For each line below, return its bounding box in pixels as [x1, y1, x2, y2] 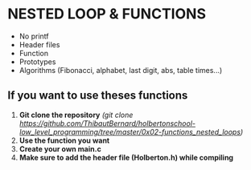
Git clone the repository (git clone [19, 110, 134, 119]
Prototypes [19, 57, 56, 67]
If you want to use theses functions [7, 89, 188, 103]
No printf [19, 31, 49, 41]
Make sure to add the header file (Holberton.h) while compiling [19, 152, 234, 162]
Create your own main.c [19, 144, 101, 153]
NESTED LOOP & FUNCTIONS [7, 5, 207, 23]
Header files [19, 39, 60, 49]
